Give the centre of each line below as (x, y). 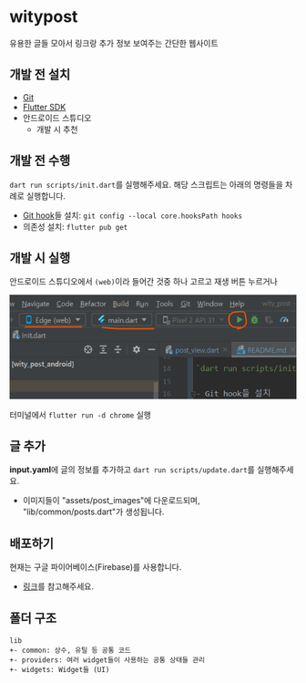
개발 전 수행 (40, 161)
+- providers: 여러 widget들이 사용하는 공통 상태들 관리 (107, 660)
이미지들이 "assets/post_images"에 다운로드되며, (111, 501)
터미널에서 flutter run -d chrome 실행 (81, 414)
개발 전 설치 (40, 75)
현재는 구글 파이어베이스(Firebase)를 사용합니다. (96, 567)
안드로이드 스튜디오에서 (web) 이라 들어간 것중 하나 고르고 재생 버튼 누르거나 (143, 282)
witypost (44, 17)
